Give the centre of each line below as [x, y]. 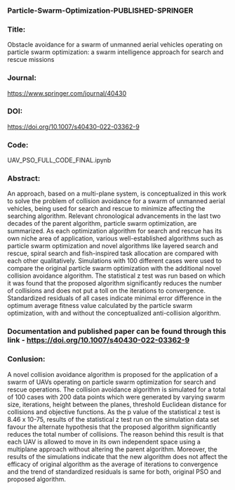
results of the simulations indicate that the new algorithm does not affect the [117, 456]
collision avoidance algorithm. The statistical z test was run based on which [116, 276]
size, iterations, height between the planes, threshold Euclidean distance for [117, 404]
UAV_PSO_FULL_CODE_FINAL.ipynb [59, 160]
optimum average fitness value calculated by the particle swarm [100, 306]
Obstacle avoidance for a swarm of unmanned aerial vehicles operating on [115, 45]
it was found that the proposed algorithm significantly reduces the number [115, 283]
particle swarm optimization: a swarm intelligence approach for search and [115, 52]
